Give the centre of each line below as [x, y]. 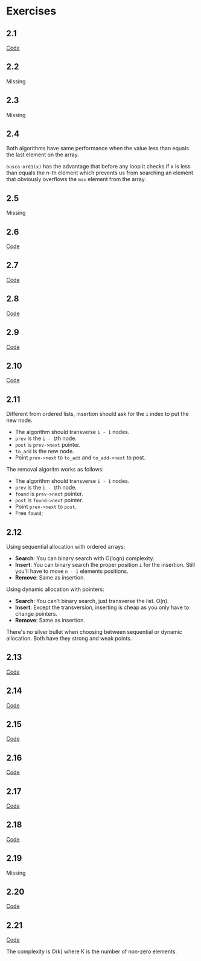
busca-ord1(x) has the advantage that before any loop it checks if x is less [99, 167]
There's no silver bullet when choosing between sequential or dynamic [94, 631]
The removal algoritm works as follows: [55, 470]
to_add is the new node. [44, 452]
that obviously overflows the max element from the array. [76, 179]
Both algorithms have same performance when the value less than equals [97, 148]
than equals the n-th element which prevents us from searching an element [100, 173]
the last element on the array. [43, 155]
